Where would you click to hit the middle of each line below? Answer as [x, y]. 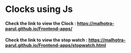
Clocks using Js [39, 9]
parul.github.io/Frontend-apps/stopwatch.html [56, 45]
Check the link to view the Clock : [41, 23]
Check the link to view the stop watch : [46, 40]
